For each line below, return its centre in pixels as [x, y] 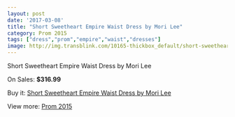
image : [17, 46]
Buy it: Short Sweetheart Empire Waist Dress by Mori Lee [89, 93]
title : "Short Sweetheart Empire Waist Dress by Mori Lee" [95, 26]
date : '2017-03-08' [36, 20]
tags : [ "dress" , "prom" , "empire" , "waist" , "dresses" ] [84, 40]
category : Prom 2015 [37, 33]
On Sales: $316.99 [34, 79]
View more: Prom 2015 [40, 106]
